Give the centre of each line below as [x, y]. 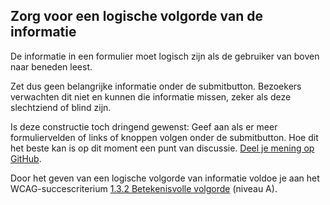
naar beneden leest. [51, 66]
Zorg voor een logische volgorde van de [136, 16]
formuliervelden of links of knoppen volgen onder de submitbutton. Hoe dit [164, 137]
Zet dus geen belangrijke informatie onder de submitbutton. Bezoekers [156, 86]
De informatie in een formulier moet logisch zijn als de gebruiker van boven [165, 56]
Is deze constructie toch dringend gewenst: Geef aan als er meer [144, 126]
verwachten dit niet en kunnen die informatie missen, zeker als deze [151, 96]
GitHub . [26, 158]
